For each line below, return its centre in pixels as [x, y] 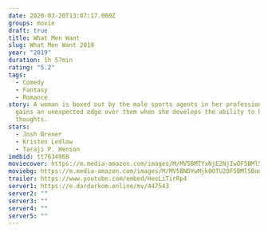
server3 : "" [28, 201]
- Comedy [30, 82]
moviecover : [28, 164]
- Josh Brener [39, 134]
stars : [19, 127]
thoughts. [32, 120]
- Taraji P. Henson [48, 149]
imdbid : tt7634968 [39, 156]
